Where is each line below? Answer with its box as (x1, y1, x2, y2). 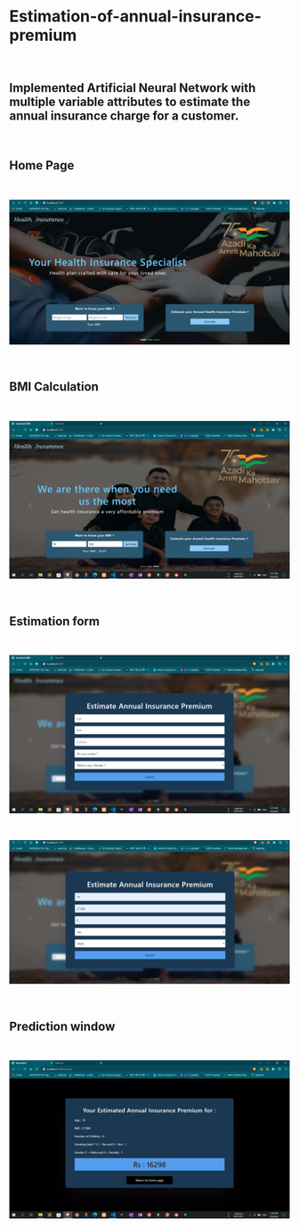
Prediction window (9, 1018, 116, 1034)
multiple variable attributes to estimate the (9, 95, 251, 110)
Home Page (9, 158, 75, 173)
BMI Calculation (9, 379, 100, 394)
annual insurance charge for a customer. (9, 109, 239, 124)
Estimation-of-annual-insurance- (9, 6, 263, 27)
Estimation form (9, 614, 101, 629)
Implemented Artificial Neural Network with (9, 80, 256, 95)
